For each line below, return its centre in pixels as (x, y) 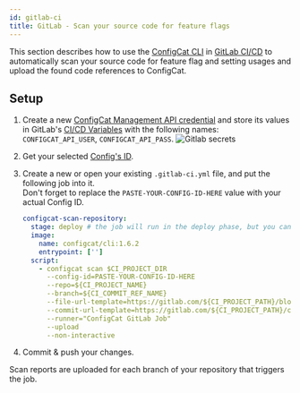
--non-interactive (81, 335)
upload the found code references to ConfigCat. (98, 70)
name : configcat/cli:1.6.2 (89, 243)
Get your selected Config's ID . (78, 157)
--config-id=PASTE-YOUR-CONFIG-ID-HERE (120, 277)
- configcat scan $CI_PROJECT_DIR (103, 269)
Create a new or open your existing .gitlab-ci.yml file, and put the (146, 174)
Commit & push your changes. (78, 352)
